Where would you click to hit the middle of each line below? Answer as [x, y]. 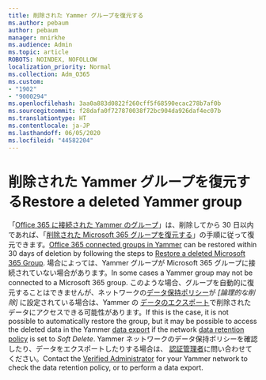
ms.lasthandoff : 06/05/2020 [55, 133]
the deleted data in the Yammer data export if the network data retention [126, 329]
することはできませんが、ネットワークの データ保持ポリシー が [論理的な [131, 292]
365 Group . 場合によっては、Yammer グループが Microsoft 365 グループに [129, 263]
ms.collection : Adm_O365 [49, 74]
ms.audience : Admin [40, 45]
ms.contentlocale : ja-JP [49, 126]
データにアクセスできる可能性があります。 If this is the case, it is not [119, 312]
